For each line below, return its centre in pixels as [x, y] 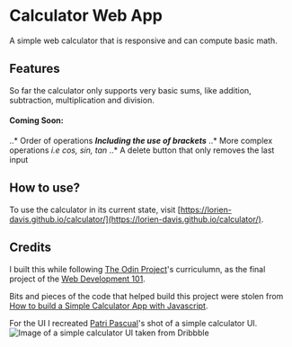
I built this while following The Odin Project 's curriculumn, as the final [137, 269]
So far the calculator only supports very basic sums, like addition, [130, 90]
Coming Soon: [37, 120]
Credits [31, 248]
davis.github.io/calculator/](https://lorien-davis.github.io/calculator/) [136, 219]
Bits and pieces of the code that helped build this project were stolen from [146, 296]
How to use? [45, 188]
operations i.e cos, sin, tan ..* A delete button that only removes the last [142, 150]
